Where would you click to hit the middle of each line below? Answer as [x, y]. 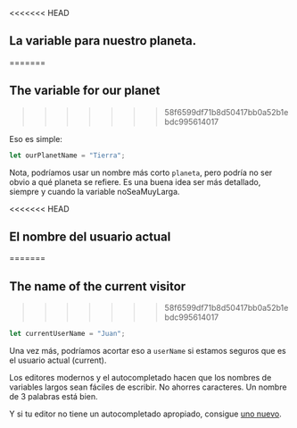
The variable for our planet [85, 91]
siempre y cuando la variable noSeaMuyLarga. [95, 191]
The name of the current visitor [98, 286]
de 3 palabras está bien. [54, 396]
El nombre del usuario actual [90, 236]
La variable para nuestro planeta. [103, 41]
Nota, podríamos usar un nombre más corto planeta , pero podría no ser [141, 172]
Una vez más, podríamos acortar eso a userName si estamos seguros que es [148, 351]
